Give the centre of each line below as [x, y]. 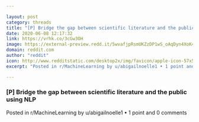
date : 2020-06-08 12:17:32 [39, 33]
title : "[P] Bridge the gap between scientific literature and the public [100, 28]
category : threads [29, 22]
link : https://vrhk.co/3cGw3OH [45, 39]
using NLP [21, 99]
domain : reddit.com [30, 50]
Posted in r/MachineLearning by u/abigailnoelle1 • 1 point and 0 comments [97, 113]
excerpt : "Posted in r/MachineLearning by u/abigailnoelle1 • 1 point [95, 66]
